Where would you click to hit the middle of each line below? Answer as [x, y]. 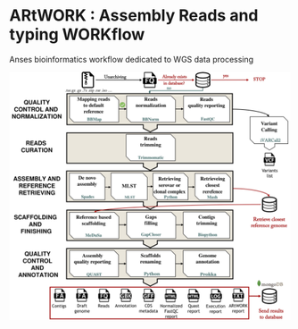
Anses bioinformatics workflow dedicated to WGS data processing [132, 59]
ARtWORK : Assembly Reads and [134, 16]
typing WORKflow [77, 34]
